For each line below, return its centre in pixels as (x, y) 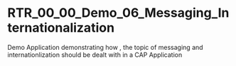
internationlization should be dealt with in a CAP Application (95, 55)
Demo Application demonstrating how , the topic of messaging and (106, 47)
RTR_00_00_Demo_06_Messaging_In (118, 13)
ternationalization (61, 28)
